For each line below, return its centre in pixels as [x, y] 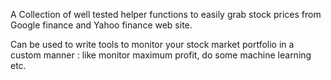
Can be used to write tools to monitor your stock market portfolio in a [152, 44]
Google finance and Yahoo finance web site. [101, 25]
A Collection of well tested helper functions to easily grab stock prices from [166, 14]
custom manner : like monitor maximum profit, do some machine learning [161, 55]
